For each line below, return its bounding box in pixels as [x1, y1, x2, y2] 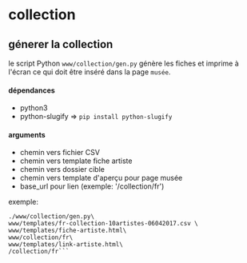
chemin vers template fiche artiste [19, 156, 133, 165]
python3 [19, 103, 48, 113]
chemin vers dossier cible [19, 165, 106, 174]
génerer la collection [8, 38, 114, 51]
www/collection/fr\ [8, 233, 74, 241]
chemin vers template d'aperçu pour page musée [19, 173, 183, 183]
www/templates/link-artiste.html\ [8, 241, 124, 249]
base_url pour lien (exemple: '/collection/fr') [19, 181, 165, 191]
